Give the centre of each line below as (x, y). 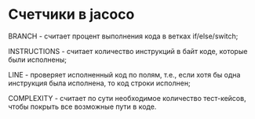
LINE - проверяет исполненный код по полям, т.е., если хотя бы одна (124, 74)
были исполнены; (38, 59)
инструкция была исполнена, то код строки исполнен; (99, 83)
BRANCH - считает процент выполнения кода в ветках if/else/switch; (123, 36)
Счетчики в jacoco (71, 14)
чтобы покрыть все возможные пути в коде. (82, 106)
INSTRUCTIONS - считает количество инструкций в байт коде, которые (128, 51)
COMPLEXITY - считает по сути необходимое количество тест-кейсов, (127, 98)
